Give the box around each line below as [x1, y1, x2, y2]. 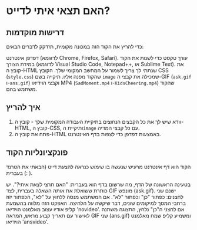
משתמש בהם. [6, 86, 37, 92]
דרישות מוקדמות [6, 28, 65, 38]
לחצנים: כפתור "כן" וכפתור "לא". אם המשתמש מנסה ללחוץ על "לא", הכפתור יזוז [6, 193, 184, 200]
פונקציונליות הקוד [6, 148, 68, 158]
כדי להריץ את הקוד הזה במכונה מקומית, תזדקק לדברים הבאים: [6, 43, 144, 50]
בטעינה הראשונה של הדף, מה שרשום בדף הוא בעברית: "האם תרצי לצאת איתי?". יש [6, 181, 191, 188]
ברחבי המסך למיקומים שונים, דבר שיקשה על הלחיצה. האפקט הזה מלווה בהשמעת [6, 199, 186, 207]
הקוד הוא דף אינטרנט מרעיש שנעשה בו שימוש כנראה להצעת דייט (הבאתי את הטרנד [6, 163, 191, 170]
